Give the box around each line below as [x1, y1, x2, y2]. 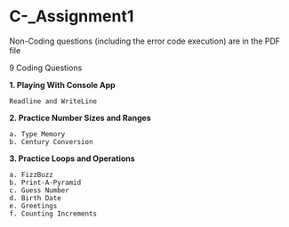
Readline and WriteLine [9, 96, 98, 106]
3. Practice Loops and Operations [9, 153, 135, 164]
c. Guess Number [9, 185, 69, 195]
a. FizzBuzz [9, 170, 53, 179]
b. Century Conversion [9, 137, 93, 146]
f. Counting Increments [9, 209, 98, 218]
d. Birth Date [9, 193, 62, 202]
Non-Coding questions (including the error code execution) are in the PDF [9, 36, 281, 46]
